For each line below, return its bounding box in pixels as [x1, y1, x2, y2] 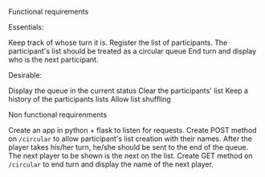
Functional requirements [8, 7, 89, 16]
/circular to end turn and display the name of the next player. [8, 159, 214, 169]
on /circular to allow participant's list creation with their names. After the [8, 134, 253, 143]
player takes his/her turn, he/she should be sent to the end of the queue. [8, 143, 249, 151]
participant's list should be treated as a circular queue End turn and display [8, 46, 257, 55]
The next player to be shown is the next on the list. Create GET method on [8, 151, 253, 160]
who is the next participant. [8, 55, 99, 64]
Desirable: [8, 70, 43, 79]
